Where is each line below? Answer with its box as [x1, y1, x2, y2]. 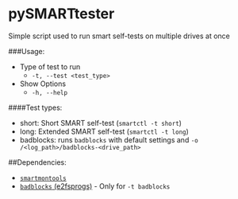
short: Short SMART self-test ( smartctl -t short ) [19, 118, 182, 127]
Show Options [19, 79, 66, 88]
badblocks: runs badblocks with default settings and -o [19, 135, 198, 144]
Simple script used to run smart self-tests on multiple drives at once [8, 31, 230, 41]
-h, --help [31, 88, 68, 96]
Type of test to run [19, 61, 81, 72]
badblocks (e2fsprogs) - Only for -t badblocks [19, 181, 171, 191]
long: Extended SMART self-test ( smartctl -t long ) [19, 127, 189, 136]
